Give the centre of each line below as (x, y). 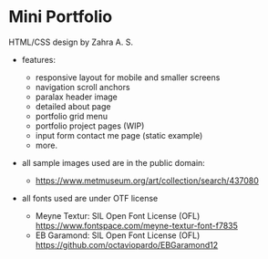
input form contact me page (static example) (119, 135)
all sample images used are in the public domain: (113, 162)
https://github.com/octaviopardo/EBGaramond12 (127, 244)
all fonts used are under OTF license (90, 198)
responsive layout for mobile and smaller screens (128, 77)
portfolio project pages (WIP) (90, 126)
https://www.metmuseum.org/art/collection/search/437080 (147, 181)
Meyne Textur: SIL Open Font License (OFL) (118, 215)
